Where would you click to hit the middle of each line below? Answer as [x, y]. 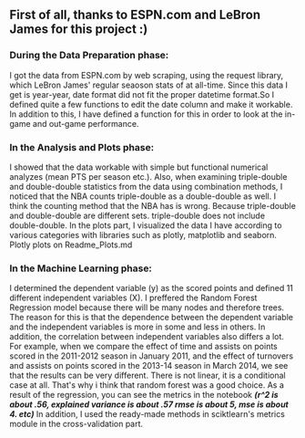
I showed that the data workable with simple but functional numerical [139, 167]
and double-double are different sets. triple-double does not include [137, 215]
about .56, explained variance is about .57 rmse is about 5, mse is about [149, 404]
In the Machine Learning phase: [81, 268]
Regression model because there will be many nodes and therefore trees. [147, 308]
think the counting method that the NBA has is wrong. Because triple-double [152, 205]
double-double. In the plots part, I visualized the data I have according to [146, 225]
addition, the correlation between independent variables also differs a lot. [147, 337]
